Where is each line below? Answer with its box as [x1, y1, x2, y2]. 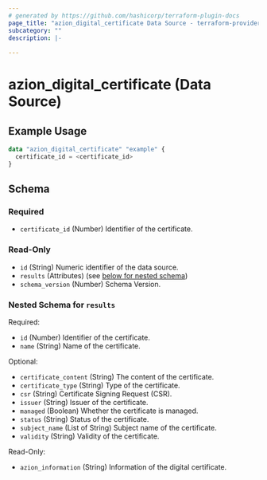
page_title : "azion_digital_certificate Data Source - [8, 19, 194, 27]
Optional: [8, 356, 38, 367]
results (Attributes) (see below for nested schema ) [19, 270, 188, 280]
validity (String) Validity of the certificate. [19, 431, 160, 441]
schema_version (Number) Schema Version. [19, 279, 161, 289]
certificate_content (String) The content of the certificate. [19, 372, 215, 382]
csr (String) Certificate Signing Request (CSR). [19, 389, 172, 399]
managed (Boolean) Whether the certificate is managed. [19, 406, 199, 415]
